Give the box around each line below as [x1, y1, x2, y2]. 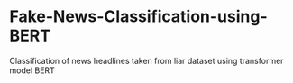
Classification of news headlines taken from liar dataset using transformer [9, 55, 284, 66]
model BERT [9, 65, 56, 76]
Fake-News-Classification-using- [9, 6, 268, 27]
